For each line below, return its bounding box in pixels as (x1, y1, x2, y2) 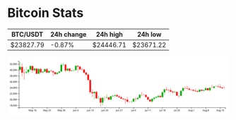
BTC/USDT (11, 30, 44, 39)
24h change (50, 30, 87, 39)
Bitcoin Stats (7, 5, 84, 21)
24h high (95, 30, 124, 39)
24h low (136, 30, 162, 39)
